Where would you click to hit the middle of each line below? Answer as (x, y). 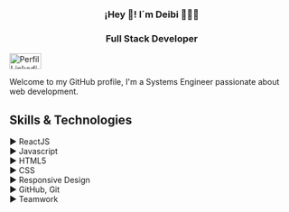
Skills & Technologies (71, 120)
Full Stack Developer (152, 38)
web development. (44, 92)
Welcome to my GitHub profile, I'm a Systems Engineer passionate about (144, 82)
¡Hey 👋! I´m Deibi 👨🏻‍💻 (152, 14)
